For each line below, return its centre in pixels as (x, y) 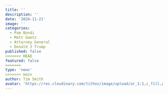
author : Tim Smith (24, 79)
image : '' (15, 24)
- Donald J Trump (28, 47)
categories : (17, 28)
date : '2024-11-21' (25, 19)
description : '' (22, 14)
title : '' (15, 10)
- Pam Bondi (22, 33)
